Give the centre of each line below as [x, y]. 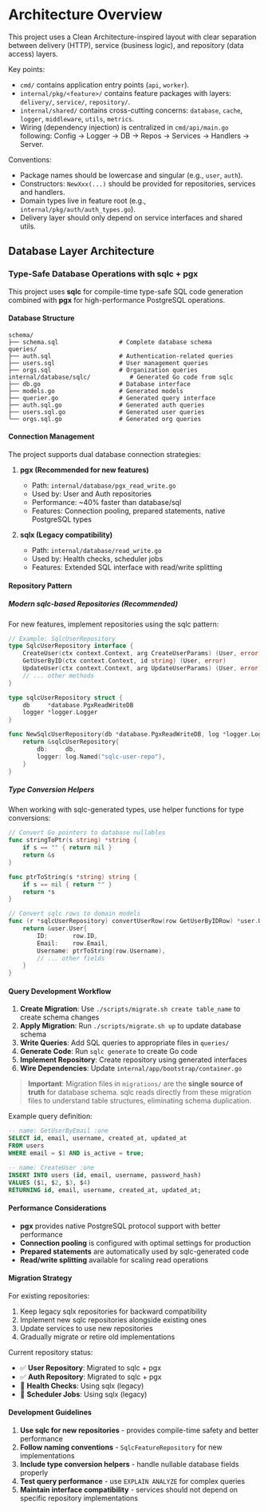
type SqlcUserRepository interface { [71, 646]
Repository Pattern [40, 586]
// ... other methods [58, 676]
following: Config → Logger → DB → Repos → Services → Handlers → [134, 135]
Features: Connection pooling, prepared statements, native [128, 511]
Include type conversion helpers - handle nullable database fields [129, 1464]
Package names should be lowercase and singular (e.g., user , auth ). [131, 175]
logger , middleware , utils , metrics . [77, 118]
